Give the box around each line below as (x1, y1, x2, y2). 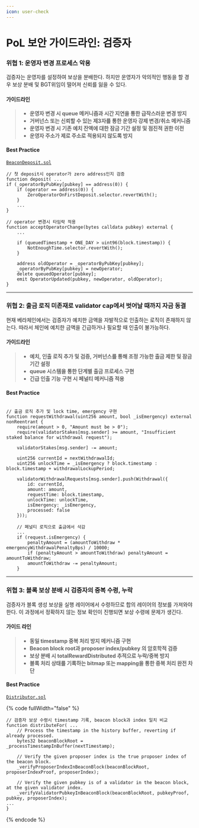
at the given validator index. (6, 785, 84, 791)
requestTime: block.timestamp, (27, 492, 105, 498)
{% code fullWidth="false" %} (6, 704, 80, 711)
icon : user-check (6, 8, 49, 15)
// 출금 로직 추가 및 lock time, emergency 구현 (6, 408, 117, 415)
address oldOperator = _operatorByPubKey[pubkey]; (17, 260, 145, 266)
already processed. (6, 732, 54, 739)
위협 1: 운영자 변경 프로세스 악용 (6, 59, 91, 67)
